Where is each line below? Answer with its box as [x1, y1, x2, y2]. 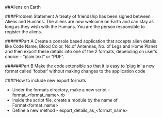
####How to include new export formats [5, 77, 86, 83]
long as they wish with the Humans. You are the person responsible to [5, 24, 145, 29]
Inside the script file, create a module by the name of [12, 97, 118, 103]
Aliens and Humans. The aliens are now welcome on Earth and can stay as [5, 19, 154, 24]
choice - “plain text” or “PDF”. [5, 54, 65, 59]
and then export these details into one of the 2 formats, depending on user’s [5, 48, 158, 54]
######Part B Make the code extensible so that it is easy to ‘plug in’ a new [5, 63, 155, 69]
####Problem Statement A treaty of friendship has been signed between [5, 14, 151, 19]
